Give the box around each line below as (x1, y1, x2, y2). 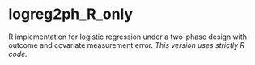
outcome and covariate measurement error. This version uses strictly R (8, 40, 245, 50)
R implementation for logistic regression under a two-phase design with (8, 32, 248, 41)
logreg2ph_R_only (8, 5, 134, 24)
